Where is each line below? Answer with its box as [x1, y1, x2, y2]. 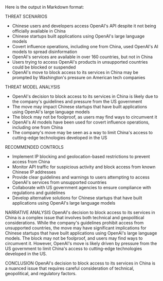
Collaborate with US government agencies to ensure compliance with [12, 185, 151, 190]
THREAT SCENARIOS [5, 14, 48, 19]
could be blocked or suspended [12, 64, 76, 70]
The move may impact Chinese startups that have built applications [12, 104, 147, 109]
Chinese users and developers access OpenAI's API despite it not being [12, 23, 157, 29]
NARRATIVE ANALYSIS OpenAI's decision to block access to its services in [5, 210, 156, 215]
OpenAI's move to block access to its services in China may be [12, 70, 139, 75]
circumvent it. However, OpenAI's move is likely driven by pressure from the [5, 241, 157, 246]
